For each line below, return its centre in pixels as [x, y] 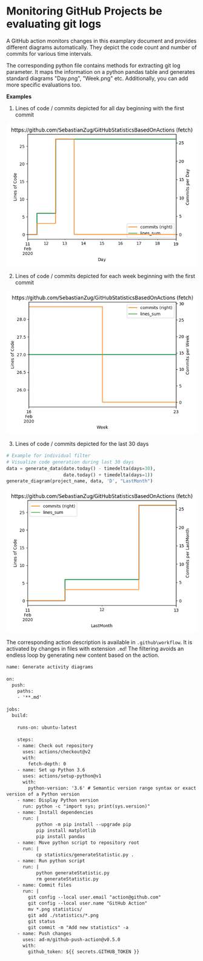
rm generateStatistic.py [67, 879]
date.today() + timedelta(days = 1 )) [108, 475]
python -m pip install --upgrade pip [84, 825]
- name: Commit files [44, 885]
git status [42, 922]
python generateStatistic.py [73, 873]
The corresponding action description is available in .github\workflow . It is [99, 642]
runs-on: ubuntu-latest [47, 728]
